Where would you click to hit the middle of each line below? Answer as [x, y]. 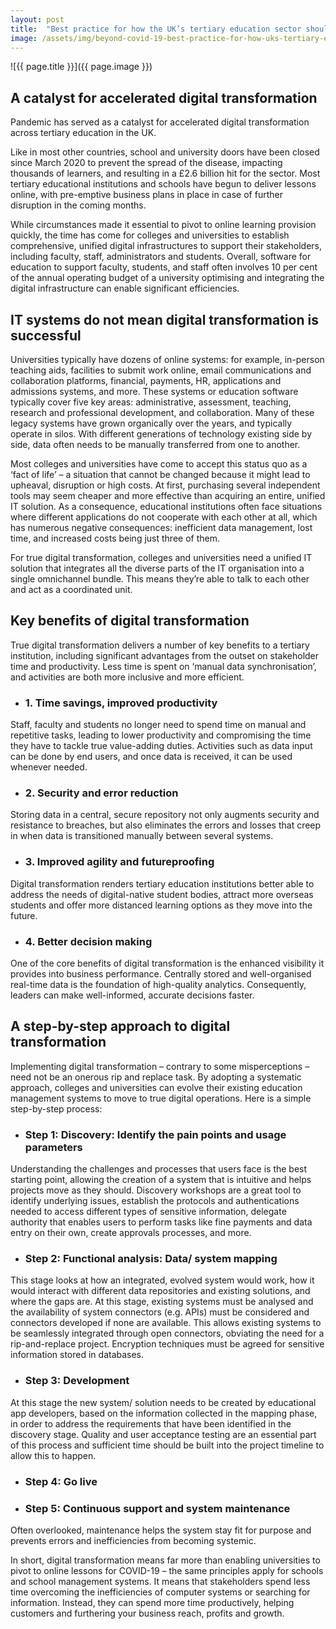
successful [46, 335]
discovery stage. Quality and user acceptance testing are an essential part [163, 1434]
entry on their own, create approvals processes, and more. [131, 1233]
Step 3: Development [77, 1381]
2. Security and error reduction [101, 793]
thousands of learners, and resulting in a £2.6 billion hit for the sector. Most [165, 173]
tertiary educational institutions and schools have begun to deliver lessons [163, 184]
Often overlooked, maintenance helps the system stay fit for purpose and [161, 1530]
